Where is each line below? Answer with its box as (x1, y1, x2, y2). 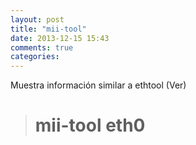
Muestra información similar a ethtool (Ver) (10, 79, 187, 91)
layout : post (10, 14, 65, 25)
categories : (10, 52, 60, 62)
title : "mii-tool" (10, 24, 87, 34)
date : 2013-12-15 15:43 (10, 33, 110, 43)
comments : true (10, 42, 74, 53)
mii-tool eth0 (34, 114, 146, 137)
